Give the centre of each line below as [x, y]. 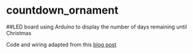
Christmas [19, 33]
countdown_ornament [62, 10]
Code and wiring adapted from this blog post [61, 45]
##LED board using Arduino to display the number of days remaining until [96, 27]
